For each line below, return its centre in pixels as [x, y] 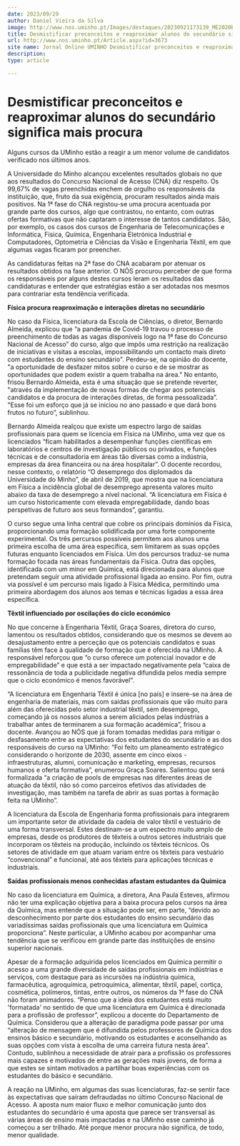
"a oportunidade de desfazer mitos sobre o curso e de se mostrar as [108, 367]
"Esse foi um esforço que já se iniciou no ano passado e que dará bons [112, 405]
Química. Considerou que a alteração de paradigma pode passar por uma [115, 1022]
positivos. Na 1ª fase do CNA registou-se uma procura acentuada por [109, 203]
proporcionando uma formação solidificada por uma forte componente [111, 531]
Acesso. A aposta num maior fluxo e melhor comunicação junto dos [107, 1105]
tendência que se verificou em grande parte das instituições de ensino [111, 940]
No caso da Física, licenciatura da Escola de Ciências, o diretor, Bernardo [115, 321]
